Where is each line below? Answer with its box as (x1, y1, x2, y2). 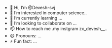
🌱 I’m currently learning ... (9, 15, 63, 21)
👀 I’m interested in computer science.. (9, 10, 87, 16)
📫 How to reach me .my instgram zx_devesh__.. (9, 26, 108, 31)
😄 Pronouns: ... (9, 33, 42, 39)
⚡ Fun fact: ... (9, 38, 37, 44)
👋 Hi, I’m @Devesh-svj (9, 5, 56, 10)
